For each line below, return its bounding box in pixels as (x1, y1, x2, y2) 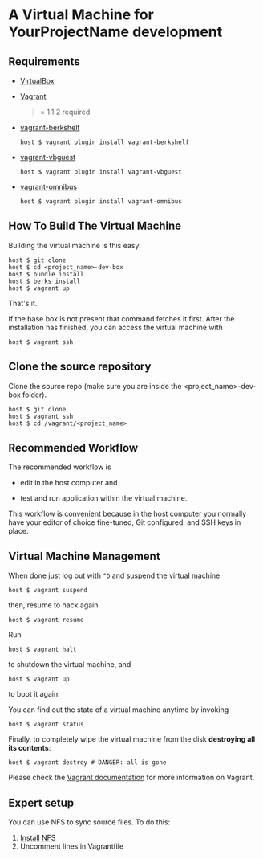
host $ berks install (8, 277, 81, 285)
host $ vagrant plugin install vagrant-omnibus (19, 198, 182, 206)
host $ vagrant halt (8, 645, 78, 654)
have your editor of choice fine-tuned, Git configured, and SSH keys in (8, 517, 241, 527)
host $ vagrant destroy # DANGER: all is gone (8, 759, 167, 767)
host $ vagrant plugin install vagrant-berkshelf (19, 138, 190, 146)
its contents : (8, 743, 51, 753)
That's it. (8, 298, 38, 308)
